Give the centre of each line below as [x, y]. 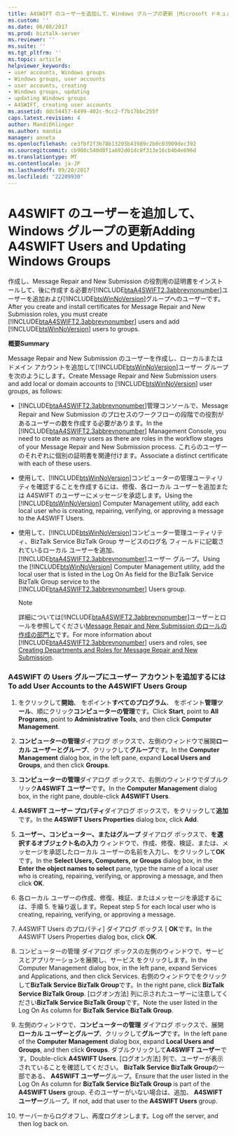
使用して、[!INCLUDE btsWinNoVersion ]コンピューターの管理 [105, 478]
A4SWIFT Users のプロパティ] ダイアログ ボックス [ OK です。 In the [115, 928]
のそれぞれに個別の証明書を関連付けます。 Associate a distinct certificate [123, 455]
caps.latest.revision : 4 [44, 118]
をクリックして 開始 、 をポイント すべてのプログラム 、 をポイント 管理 [118, 702]
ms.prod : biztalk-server [44, 33]
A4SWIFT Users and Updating [97, 246]
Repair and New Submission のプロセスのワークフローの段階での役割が [121, 415]
